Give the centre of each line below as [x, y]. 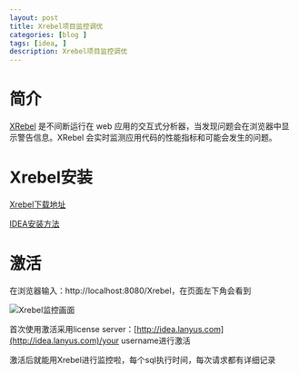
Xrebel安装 [51, 177]
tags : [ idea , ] [38, 43]
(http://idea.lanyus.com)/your [65, 340]
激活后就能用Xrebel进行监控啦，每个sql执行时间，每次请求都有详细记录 [143, 359]
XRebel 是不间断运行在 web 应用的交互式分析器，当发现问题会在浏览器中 [145, 126]
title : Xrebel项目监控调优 [56, 26]
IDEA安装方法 [35, 224]
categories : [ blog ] [49, 34]
